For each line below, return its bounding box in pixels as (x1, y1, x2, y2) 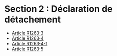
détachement (4, 14, 61, 25)
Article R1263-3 (11, 30, 44, 36)
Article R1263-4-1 (11, 40, 48, 46)
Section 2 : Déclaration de (4, 3, 113, 15)
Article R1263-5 (11, 46, 44, 52)
